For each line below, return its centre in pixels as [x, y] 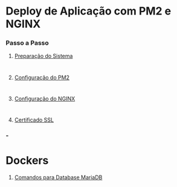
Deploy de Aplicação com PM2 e [88, 11]
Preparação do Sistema [43, 56]
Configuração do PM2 [42, 77]
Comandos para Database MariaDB [58, 177]
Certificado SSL [34, 120]
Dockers [27, 161]
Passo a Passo [27, 43]
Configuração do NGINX [45, 99]
